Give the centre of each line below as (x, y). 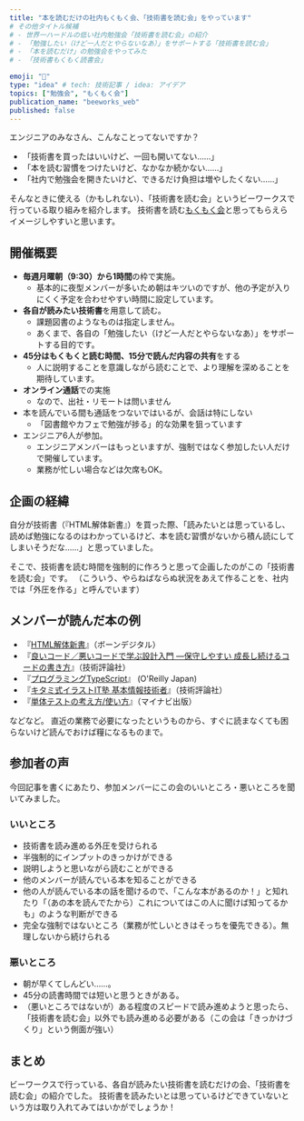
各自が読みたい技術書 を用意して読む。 (94, 311)
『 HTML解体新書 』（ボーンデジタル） (91, 644)
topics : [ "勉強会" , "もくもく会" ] (69, 93)
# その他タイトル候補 (44, 26)
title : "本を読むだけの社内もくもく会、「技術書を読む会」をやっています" (131, 18)
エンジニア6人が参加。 (65, 435)
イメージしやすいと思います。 (65, 221)
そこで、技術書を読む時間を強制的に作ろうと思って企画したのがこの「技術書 (152, 566)
